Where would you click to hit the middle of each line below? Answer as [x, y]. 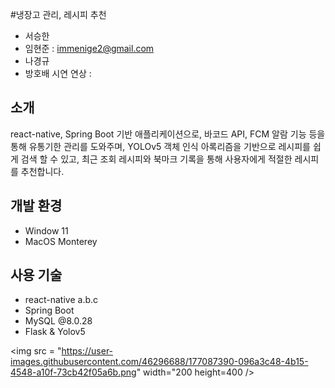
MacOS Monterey [61, 241]
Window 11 [46, 230]
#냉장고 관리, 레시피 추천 [58, 14]
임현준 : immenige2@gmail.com [89, 48]
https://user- [87, 351]
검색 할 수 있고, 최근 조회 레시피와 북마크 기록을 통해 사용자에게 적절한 [156, 159]
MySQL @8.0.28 [58, 321]
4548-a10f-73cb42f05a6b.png [73, 372]
